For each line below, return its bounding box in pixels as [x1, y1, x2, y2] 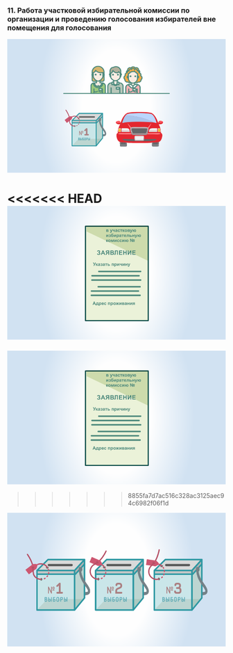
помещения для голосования [7, 23, 112, 33]
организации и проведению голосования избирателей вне [7, 14, 216, 24]
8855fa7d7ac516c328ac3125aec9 [128, 491, 225, 499]
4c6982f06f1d [128, 499, 169, 507]
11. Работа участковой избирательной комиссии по [7, 6, 190, 15]
